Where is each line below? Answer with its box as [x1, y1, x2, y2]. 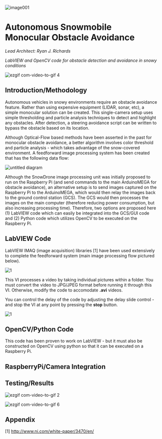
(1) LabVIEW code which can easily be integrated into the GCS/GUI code [5, 210, 149, 216]
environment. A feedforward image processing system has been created [5, 150, 150, 156]
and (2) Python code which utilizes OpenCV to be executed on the [5, 215, 137, 221]
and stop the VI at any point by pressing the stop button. [5, 302, 118, 308]
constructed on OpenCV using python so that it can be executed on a [5, 343, 144, 349]
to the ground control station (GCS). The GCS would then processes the [5, 195, 149, 201]
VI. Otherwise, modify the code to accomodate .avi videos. [5, 287, 123, 293]
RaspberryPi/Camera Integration [5, 363, 106, 371]
